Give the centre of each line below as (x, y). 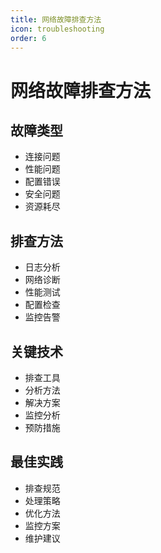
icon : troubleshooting (57, 29)
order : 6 (28, 38)
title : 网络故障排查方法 (56, 19)
